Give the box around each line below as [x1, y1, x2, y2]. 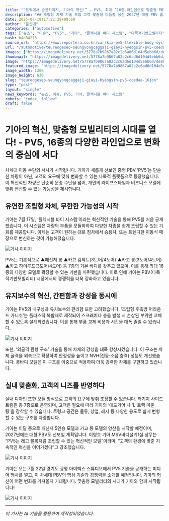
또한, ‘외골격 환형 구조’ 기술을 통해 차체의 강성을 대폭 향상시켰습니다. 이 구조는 [5, 346, 157, 352]
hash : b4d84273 [5, 36, 37, 41]
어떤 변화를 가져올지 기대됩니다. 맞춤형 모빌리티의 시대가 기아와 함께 [14, 478, 147, 484]
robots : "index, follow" [5, 96, 57, 101]
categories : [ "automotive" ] [5, 26, 64, 31]
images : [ [5, 49, 26, 54]
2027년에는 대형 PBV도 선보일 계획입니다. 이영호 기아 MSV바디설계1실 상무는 [5, 431, 157, 437]
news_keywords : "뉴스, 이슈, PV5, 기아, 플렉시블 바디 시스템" [5, 92, 125, 97]
